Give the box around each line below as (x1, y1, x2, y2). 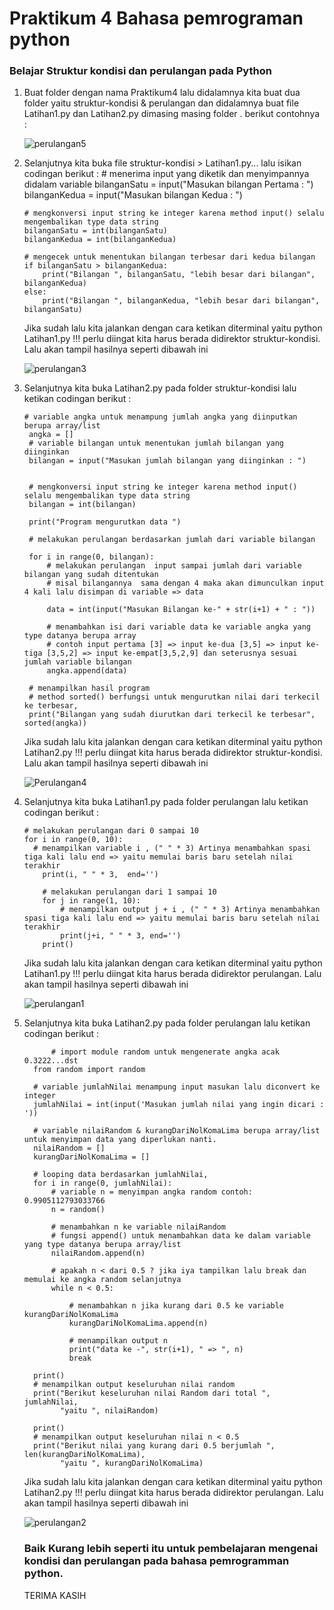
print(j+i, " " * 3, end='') (60, 931, 182, 941)
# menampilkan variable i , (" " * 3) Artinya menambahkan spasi (33, 843, 311, 854)
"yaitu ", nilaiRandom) (60, 1406, 159, 1416)
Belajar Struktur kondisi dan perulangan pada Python (9, 64, 272, 78)
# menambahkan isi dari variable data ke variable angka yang (46, 622, 311, 632)
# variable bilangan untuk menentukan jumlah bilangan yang (28, 438, 285, 449)
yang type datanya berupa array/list (23, 1240, 182, 1250)
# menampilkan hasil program (28, 683, 151, 694)
